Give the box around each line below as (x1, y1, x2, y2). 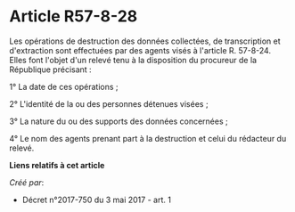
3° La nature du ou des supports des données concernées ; (9, 116, 229, 126)
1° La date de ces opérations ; (9, 81, 119, 92)
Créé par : (9, 176, 45, 188)
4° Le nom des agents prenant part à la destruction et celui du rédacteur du (9, 133, 287, 143)
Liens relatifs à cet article (9, 159, 105, 170)
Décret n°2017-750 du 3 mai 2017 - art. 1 (21, 194, 172, 205)
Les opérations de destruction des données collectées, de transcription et (9, 36, 281, 46)
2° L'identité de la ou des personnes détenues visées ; (9, 98, 209, 109)
